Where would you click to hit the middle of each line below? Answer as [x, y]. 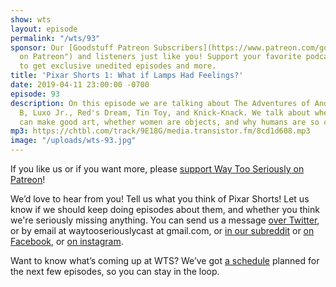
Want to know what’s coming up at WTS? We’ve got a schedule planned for [165, 260]
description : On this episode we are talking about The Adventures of [160, 103]
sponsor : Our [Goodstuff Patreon [80, 47]
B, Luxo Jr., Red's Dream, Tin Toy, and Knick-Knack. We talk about [165, 112]
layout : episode [44, 29]
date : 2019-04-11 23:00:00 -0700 [80, 85]
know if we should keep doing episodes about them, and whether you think [165, 209]
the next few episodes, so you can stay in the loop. [115, 271]
